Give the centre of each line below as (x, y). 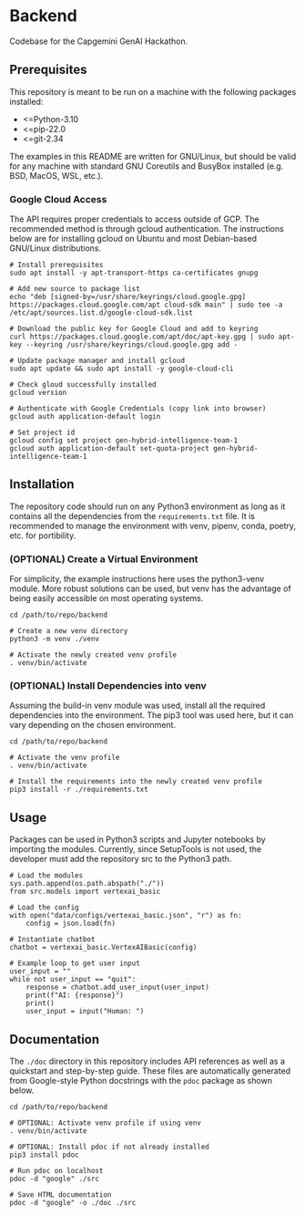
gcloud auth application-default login (85, 417)
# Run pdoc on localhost (56, 1171)
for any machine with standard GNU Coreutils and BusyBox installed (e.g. (147, 166)
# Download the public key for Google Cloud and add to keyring (134, 329)
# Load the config (44, 908)
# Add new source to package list (75, 289)
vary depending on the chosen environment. (92, 725)
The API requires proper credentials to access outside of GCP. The (134, 219)
